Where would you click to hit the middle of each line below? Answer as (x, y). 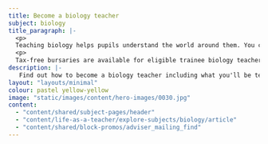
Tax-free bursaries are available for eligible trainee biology (124, 61)
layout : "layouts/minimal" (53, 82)
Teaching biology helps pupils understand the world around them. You (135, 46)
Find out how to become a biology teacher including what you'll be (135, 75)
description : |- (35, 68)
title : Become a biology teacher (64, 16)
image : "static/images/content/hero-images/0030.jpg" (100, 98)
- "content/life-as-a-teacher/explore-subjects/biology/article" (126, 120)
